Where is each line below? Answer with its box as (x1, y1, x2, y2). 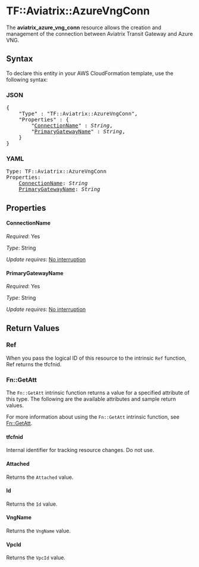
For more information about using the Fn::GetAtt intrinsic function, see (6, 413, 180, 420)
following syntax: (6, 76, 48, 83)
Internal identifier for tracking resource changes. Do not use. (6, 447, 154, 454)
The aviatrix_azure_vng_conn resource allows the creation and (6, 24, 162, 31)
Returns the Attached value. (6, 473, 74, 481)
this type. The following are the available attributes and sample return (6, 395, 176, 403)
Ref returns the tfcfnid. (6, 360, 62, 367)
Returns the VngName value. (6, 527, 71, 534)
